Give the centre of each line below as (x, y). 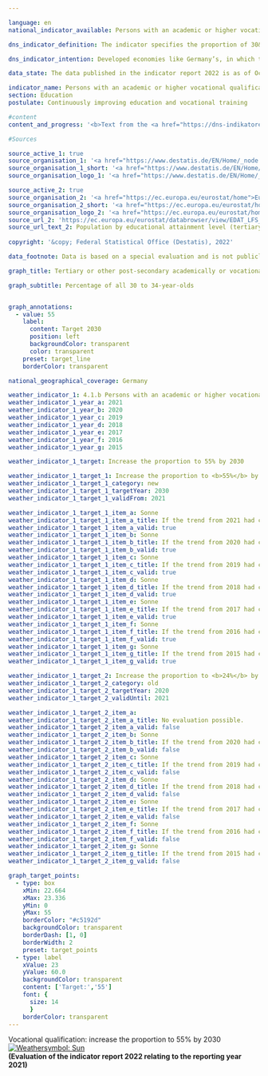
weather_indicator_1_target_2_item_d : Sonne (83, 779)
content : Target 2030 (65, 329)
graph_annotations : (41, 307)
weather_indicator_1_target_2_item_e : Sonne (83, 802)
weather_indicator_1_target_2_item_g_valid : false (94, 861)
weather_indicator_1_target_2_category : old (83, 683)
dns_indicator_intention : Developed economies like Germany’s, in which (132, 59)
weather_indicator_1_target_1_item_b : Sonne (83, 535)
